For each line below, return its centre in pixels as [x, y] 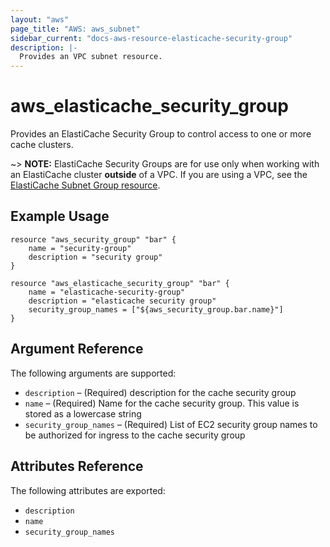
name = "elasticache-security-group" [107, 292]
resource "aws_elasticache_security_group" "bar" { [120, 283]
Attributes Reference [77, 466]
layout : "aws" [40, 19]
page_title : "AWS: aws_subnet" [75, 29]
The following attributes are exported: [88, 490]
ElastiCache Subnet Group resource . [85, 185]
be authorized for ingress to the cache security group [135, 435]
